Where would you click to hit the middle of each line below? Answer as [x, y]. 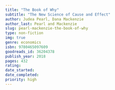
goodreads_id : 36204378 [30, 51]
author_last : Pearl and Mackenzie [41, 24]
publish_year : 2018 [25, 56]
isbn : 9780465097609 [27, 47]
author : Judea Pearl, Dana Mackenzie [44, 19]
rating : [13, 65]
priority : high [21, 79]
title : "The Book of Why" [32, 10]
